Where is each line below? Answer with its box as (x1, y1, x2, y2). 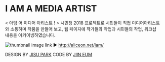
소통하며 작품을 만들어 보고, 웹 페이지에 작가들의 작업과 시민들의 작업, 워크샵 (10, 26, 157, 32)
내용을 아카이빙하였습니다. (5, 32, 56, 38)
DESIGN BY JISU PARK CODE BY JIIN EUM (5, 51, 92, 57)
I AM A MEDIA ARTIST (5, 3, 97, 14)
